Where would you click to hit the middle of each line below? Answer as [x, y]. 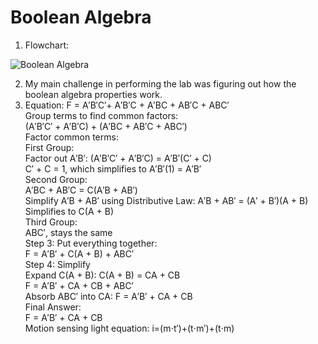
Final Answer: [53, 307]
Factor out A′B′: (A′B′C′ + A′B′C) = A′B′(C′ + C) [118, 158]
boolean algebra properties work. [93, 94]
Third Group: [51, 222]
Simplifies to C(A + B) [69, 211]
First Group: [49, 147]
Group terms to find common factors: [101, 115]
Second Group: [56, 179]
